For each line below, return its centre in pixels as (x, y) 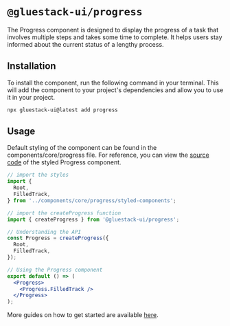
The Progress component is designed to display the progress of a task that (113, 30)
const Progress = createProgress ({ (58, 238)
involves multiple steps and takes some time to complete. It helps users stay (115, 37)
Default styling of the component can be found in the (82, 148)
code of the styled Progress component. (64, 162)
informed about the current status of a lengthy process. (85, 44)
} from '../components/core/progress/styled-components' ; (92, 200)
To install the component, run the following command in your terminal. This (113, 83)
